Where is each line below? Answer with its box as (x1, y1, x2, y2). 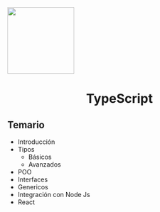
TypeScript (86, 91, 153, 107)
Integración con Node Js (17, 191, 90, 199)
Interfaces (17, 175, 48, 184)
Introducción (17, 138, 55, 146)
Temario (7, 118, 45, 130)
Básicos (28, 152, 52, 161)
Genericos (17, 183, 48, 191)
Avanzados (28, 160, 62, 169)
